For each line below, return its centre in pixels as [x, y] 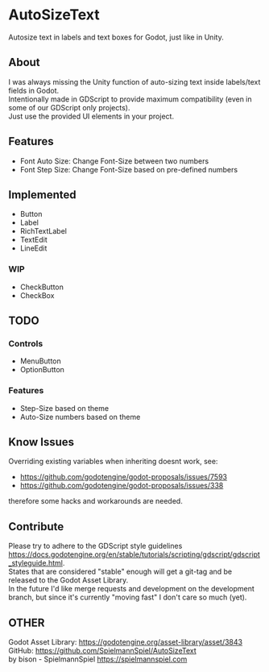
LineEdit [33, 248]
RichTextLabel [43, 231]
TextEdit [34, 240]
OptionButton [42, 370]
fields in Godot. [34, 90]
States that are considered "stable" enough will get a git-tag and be [120, 572]
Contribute [36, 527]
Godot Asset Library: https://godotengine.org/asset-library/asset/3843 [126, 642]
